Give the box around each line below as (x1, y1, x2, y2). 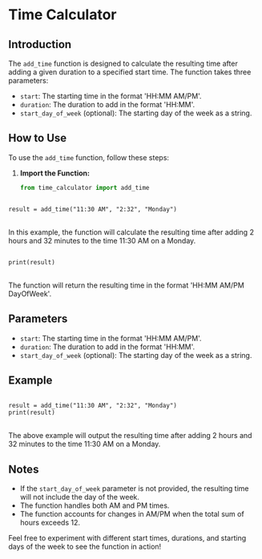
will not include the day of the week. (19, 493, 140, 502)
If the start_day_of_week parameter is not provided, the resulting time (19, 484, 249, 493)
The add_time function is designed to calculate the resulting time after (8, 58, 238, 68)
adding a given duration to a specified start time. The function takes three (8, 67, 252, 77)
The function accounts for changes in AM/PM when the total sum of (19, 509, 244, 519)
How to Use (8, 131, 67, 145)
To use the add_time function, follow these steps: (8, 152, 170, 162)
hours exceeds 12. (19, 518, 81, 528)
